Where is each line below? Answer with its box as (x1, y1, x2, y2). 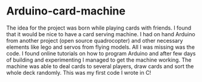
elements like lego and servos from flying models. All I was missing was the (6, 43, 195, 51)
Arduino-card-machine (6, 4, 126, 18)
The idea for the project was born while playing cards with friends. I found (6, 24, 192, 31)
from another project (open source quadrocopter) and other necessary (6, 37, 183, 44)
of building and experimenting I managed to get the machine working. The (6, 56, 192, 63)
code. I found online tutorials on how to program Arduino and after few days (6, 49, 196, 57)
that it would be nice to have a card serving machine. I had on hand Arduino (6, 30, 195, 37)
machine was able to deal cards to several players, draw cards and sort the (6, 62, 194, 70)
